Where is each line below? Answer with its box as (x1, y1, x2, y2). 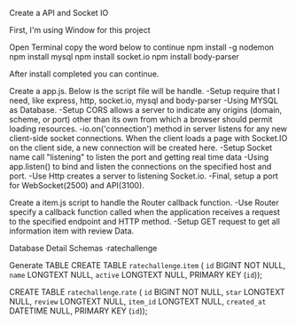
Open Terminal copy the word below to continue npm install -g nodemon (9, 42, 275, 52)
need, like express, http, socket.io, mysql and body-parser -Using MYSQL (9, 95, 279, 106)
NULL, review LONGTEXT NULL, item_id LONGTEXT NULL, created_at (9, 297, 267, 306)
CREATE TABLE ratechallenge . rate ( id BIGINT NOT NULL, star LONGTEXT (9, 287, 285, 297)
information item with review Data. (9, 226, 135, 236)
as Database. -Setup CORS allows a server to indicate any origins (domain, (9, 105, 283, 115)
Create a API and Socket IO (9, 8, 109, 18)
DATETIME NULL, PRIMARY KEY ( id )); (9, 305, 148, 316)
